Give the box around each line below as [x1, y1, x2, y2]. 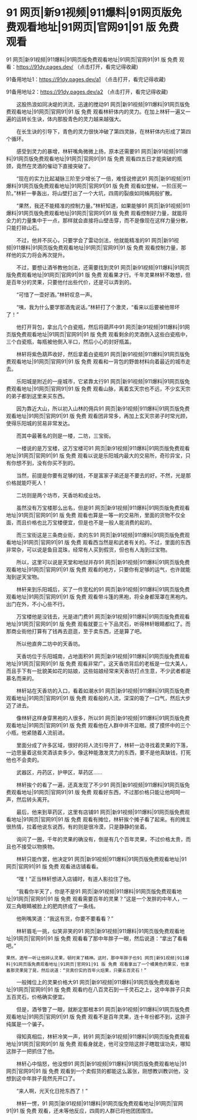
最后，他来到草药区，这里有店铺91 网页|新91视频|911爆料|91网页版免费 [16, 808, 185, 815]
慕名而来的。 [6, 674, 37, 681]
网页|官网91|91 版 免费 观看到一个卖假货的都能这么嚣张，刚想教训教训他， [6, 1067, 184, 1074]
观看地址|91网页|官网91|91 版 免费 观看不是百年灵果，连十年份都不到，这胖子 [6, 1013, 191, 1020]
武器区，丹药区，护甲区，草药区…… [16, 768, 103, 775]
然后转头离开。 [16, 795, 53, 803]
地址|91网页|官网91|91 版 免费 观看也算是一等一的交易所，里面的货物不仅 [6, 511, 181, 519]
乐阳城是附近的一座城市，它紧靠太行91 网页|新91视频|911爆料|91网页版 [16, 377, 185, 385]
